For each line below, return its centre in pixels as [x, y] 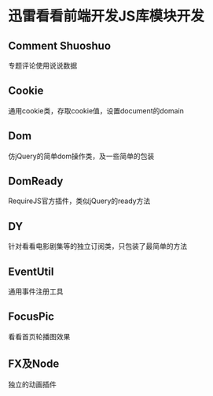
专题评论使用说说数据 [42, 65]
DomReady [36, 181]
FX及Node [34, 364]
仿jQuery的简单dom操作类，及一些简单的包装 [81, 156]
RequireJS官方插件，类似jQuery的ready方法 [79, 201]
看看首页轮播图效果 [39, 336]
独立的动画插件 [32, 384]
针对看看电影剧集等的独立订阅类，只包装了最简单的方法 [97, 246]
